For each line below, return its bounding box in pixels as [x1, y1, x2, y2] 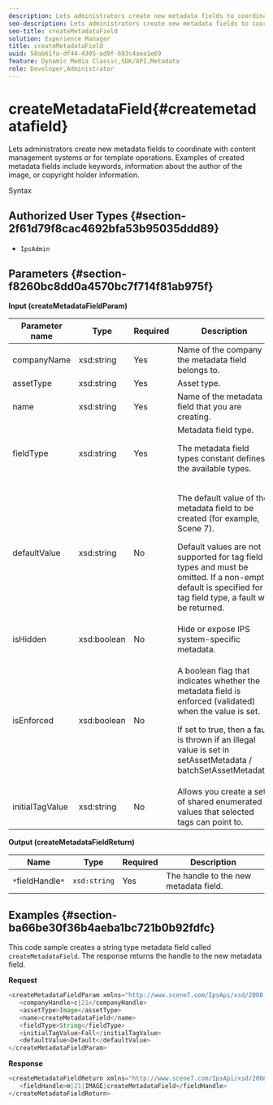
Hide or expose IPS [177, 623, 250, 635]
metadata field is [177, 686, 241, 697]
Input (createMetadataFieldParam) [8, 301, 128, 311]
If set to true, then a [177, 724, 252, 735]
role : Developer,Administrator [8, 65, 115, 73]
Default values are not [177, 541, 262, 552]
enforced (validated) [177, 695, 256, 707]
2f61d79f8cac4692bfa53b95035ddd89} [8, 222, 219, 236]
